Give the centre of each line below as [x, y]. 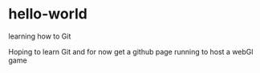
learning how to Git [40, 36]
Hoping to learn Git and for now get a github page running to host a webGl [131, 51]
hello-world [48, 14]
